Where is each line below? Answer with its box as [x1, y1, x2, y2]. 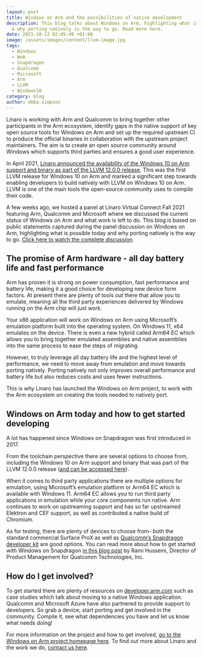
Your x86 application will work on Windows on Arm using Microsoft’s [6, 316, 177, 324]
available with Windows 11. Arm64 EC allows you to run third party [6, 490, 171, 498]
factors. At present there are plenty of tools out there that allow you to [6, 292, 180, 299]
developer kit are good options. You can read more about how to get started [6, 541, 196, 548]
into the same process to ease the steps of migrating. [6, 342, 139, 349]
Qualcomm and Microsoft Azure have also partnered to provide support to [6, 600, 190, 607]
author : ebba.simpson [6, 99, 61, 105]
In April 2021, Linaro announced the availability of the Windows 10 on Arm [6, 159, 190, 167]
